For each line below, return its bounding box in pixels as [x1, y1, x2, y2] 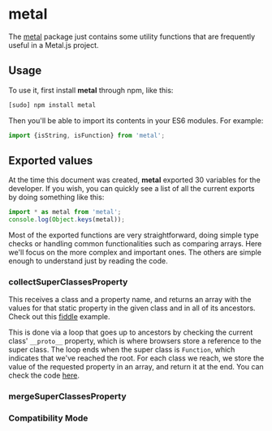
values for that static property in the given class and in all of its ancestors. [8, 303, 256, 313]
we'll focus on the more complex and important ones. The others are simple [8, 248, 262, 258]
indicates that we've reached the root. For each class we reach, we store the [8, 353, 265, 363]
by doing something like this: [8, 192, 105, 203]
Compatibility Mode [8, 412, 89, 424]
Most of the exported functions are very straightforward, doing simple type [8, 230, 259, 240]
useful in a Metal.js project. [8, 40, 99, 49]
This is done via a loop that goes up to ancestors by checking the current [8, 327, 253, 337]
